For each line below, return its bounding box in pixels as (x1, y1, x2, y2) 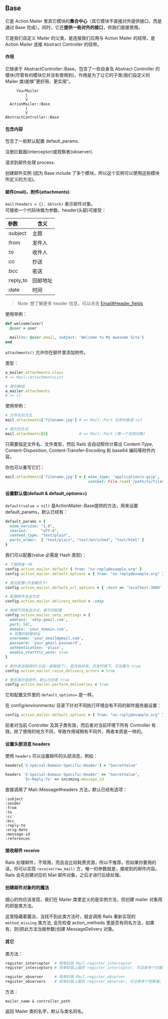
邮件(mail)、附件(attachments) (5, 188, 70, 195)
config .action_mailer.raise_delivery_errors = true (5, 668, 115, 673)
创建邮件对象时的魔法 (5, 884, 49, 890)
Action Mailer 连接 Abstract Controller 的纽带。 (5, 41, 101, 47)
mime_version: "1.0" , (9, 524, 55, 529)
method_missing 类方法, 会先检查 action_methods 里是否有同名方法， (5, 920, 146, 926)
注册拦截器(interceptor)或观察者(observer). (5, 149, 93, 155)
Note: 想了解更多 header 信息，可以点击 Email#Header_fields (17, 300, 143, 307)
